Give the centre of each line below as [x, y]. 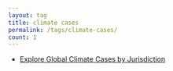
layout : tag [28, 15]
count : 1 [22, 37]
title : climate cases [44, 23]
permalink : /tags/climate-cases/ [63, 30]
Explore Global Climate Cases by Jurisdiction [92, 59]
